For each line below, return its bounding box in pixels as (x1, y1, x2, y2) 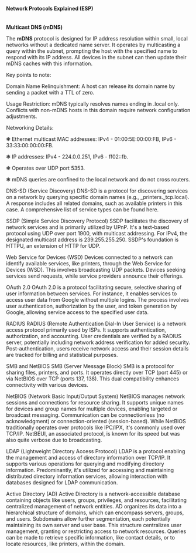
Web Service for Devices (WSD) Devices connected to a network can (6, 254, 173, 261)
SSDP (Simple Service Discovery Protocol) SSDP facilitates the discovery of (6, 217, 189, 224)
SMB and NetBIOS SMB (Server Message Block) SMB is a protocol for (6, 363, 174, 369)
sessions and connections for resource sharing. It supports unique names (6, 399, 184, 406)
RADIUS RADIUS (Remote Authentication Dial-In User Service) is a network (6, 320, 187, 327)
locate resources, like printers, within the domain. (6, 540, 125, 547)
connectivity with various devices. (6, 382, 89, 388)
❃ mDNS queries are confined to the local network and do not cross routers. (6, 176, 190, 183)
